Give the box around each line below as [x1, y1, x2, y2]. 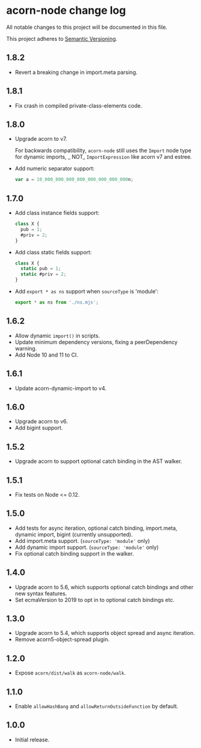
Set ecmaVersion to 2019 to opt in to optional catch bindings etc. [14, 596, 175, 603]
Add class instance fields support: [14, 209, 100, 216]
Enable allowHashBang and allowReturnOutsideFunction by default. [14, 703, 179, 710]
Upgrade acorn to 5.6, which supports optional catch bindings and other [14, 583, 194, 590]
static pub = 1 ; [20, 266, 61, 272]
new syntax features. [14, 590, 67, 597]
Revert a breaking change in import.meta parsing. [14, 69, 138, 76]
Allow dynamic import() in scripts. [14, 332, 100, 339]
